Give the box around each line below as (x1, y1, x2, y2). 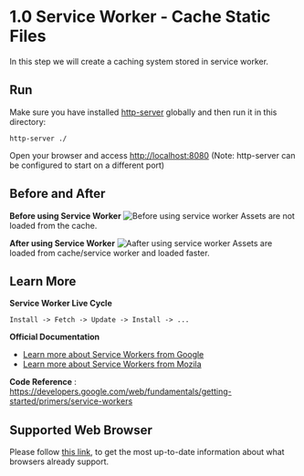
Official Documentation (9, 331, 100, 343)
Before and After (9, 186, 106, 202)
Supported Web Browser (9, 422, 153, 438)
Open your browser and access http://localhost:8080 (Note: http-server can (9, 150, 296, 160)
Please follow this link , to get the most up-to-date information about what (9, 447, 285, 458)
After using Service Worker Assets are (9, 237, 273, 248)
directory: (9, 116, 47, 127)
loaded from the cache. (9, 220, 98, 231)
